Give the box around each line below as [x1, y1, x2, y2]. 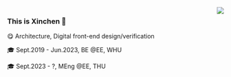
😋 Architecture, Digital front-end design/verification [7, 32, 155, 41]
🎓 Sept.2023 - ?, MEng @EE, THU [7, 62, 107, 71]
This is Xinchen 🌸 [7, 16, 67, 26]
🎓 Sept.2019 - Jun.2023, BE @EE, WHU [7, 46, 122, 54]
